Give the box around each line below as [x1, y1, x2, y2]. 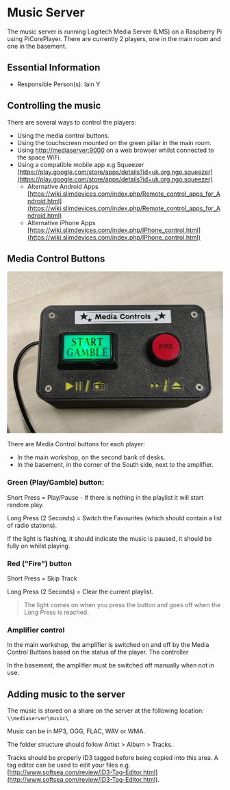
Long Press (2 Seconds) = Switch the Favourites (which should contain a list [7, 513, 222, 522]
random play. [7, 500, 44, 509]
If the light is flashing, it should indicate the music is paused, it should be [7, 534, 212, 542]
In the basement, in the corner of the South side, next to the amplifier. [16, 461, 214, 469]
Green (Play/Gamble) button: [7, 478, 105, 487]
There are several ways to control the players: [7, 118, 137, 126]
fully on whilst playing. [7, 541, 71, 550]
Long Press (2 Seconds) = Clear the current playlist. [7, 587, 154, 596]
